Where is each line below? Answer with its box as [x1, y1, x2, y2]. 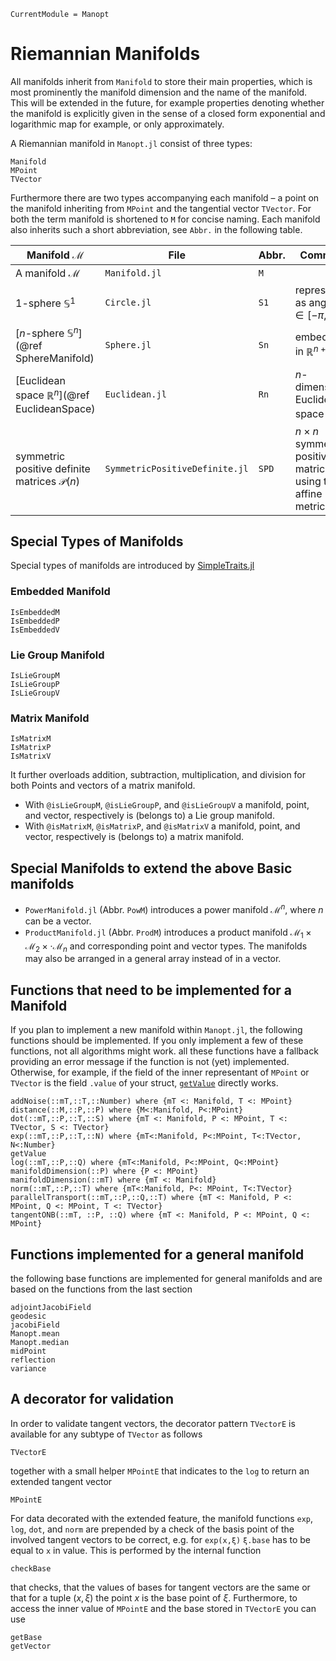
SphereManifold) [15, 351, 95, 365]
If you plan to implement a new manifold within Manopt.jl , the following [10, 1024, 303, 1036]
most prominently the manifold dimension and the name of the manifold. [10, 86, 308, 98]
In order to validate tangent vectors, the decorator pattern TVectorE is [10, 1417, 296, 1429]
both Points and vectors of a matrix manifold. [10, 780, 196, 792]
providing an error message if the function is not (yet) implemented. [10, 1056, 290, 1068]
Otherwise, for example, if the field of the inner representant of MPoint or [10, 1066, 310, 1079]
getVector [10, 1641, 52, 1651]
